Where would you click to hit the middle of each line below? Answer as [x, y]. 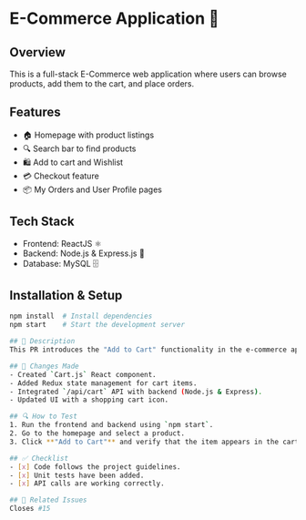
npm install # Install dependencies [81, 316]
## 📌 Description [42, 342]
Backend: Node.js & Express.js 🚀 [84, 253]
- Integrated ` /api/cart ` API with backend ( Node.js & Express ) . [136, 392]
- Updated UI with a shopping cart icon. [89, 400]
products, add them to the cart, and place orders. [102, 84]
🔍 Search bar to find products [79, 148]
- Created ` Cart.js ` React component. [83, 374]
